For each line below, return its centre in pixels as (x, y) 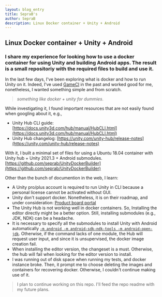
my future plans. (33, 289)
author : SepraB (20, 18)
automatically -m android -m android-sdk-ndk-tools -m (67, 228)
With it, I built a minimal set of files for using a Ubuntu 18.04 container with (79, 153)
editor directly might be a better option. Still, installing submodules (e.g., (84, 213)
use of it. (21, 275)
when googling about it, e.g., (34, 113)
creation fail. (24, 244)
